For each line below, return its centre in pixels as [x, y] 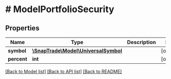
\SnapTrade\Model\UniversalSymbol [77, 51]
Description [141, 42]
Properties [22, 28]
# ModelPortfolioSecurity [60, 9]
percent [18, 59]
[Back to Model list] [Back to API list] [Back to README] [64, 71]
